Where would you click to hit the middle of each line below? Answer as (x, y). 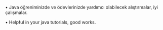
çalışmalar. (16, 12)
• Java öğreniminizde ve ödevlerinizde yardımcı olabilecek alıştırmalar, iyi (82, 7)
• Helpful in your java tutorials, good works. (51, 22)
